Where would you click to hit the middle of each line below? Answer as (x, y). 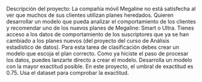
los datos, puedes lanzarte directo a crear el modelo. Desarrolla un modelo (99, 60)
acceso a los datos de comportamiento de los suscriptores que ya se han (98, 34)
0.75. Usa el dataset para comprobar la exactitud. (68, 73)
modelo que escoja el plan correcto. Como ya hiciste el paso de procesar (97, 53)
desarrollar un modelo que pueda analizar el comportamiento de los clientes (101, 21)
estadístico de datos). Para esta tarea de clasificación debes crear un (93, 47)
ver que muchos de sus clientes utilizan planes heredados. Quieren (90, 15)
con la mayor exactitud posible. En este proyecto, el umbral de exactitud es (100, 66)
